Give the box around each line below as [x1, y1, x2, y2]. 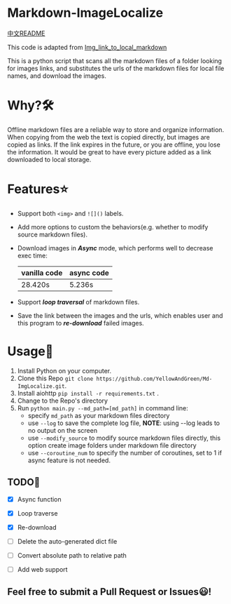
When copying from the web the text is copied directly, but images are [7, 133, 210, 141]
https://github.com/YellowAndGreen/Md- [96, 375, 213, 382]
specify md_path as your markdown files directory [27, 411, 170, 420]
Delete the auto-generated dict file [17, 537, 118, 545]
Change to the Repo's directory [17, 396, 108, 405]
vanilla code [20, 268, 63, 278]
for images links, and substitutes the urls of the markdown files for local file [7, 64, 225, 72]
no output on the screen [27, 426, 98, 434]
